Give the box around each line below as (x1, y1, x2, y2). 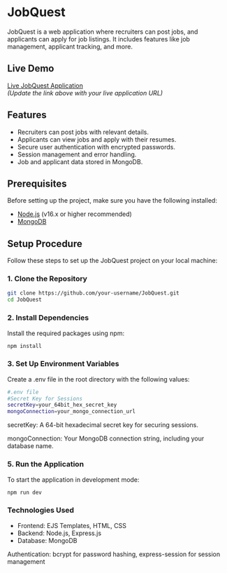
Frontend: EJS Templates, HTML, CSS (17, 521, 127, 530)
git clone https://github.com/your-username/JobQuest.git (7, 290, 180, 297)
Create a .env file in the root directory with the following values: (7, 375, 190, 383)
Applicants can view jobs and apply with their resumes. (17, 135, 177, 144)
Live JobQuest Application (7, 81, 84, 90)
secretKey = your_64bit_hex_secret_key (7, 401, 117, 409)
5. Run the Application (7, 459, 85, 469)
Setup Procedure (7, 238, 82, 250)
